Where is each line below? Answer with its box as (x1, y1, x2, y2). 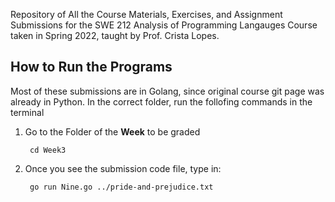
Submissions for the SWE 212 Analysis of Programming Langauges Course (10, 19, 318, 31)
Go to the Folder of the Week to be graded (24, 125, 201, 138)
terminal (10, 106, 45, 118)
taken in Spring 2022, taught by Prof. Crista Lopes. (10, 30, 220, 41)
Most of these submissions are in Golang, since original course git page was (10, 85, 325, 97)
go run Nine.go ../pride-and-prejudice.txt (29, 182, 214, 192)
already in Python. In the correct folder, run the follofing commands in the (10, 95, 313, 108)
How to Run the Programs (10, 59, 173, 76)
